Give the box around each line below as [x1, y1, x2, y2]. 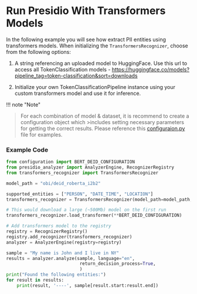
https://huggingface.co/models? [111, 66, 189, 73]
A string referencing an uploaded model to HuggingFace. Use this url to [14, 60, 188, 67]
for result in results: [6, 277, 64, 283]
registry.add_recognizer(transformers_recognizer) [6, 234, 133, 240]
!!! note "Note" [6, 101, 41, 108]
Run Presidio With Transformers [6, 4, 166, 18]
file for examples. [20, 131, 63, 138]
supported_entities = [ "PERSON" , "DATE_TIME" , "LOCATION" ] [6, 191, 154, 197]
